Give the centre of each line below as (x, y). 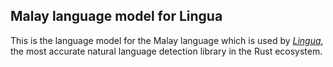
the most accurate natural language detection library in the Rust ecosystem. (166, 51)
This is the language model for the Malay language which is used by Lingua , (167, 40)
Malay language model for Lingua (116, 16)
